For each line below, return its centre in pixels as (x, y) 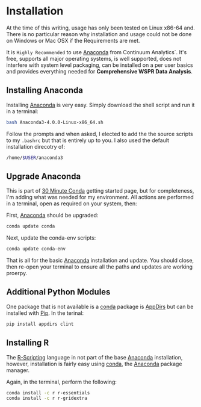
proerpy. (17, 273)
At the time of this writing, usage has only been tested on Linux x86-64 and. (101, 28)
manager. (18, 370)
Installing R (28, 343)
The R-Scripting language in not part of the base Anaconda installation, (94, 357)
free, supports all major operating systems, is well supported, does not (94, 58)
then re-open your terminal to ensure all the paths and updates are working (100, 267)
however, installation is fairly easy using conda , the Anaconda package (94, 364)
